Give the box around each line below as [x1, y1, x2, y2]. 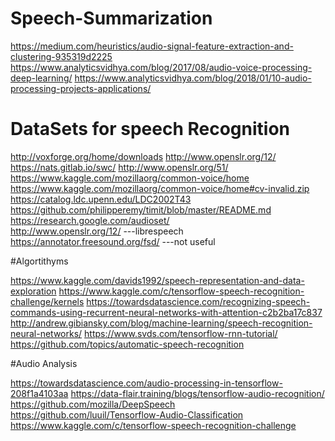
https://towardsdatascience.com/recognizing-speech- [86, 295, 311, 307]
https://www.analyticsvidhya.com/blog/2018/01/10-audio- [74, 72, 312, 84]
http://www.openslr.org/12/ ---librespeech [10, 225, 184, 237]
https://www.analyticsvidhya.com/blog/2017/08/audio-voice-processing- [10, 61, 313, 73]
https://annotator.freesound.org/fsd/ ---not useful [10, 235, 216, 247]
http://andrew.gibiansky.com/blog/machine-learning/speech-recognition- [10, 317, 313, 329]
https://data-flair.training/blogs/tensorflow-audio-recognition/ [70, 387, 325, 399]
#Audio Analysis [10, 357, 78, 369]
